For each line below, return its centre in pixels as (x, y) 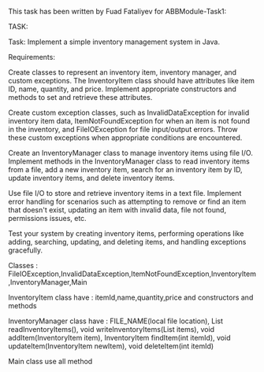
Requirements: (32, 57)
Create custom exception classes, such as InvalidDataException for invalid (129, 112)
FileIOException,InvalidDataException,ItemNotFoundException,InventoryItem (132, 274)
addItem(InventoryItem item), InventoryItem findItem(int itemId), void (119, 338)
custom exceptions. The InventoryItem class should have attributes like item (131, 81)
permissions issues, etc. (47, 218)
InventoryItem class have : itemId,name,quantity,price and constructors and (131, 297)
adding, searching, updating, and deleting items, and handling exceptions (127, 242)
